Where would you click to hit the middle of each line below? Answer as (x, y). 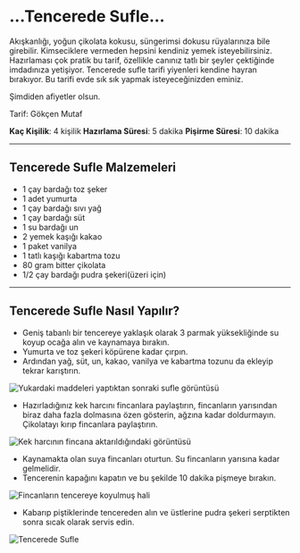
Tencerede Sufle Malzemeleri (93, 168)
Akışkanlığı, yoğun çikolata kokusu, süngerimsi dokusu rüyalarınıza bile (140, 41)
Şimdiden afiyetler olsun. (55, 96)
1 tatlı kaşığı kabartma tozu (71, 256)
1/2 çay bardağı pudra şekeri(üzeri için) (94, 274)
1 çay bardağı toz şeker (65, 189)
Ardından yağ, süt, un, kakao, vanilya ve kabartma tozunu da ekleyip (148, 361)
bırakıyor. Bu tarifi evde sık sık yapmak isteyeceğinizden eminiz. (126, 79)
